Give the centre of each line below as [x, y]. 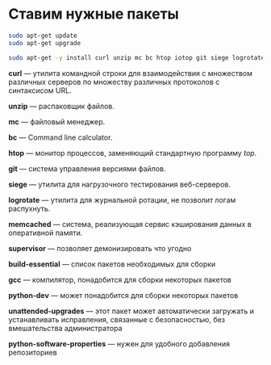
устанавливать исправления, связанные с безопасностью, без [117, 319]
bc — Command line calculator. [60, 137]
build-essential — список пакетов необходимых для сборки [112, 264]
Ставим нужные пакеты [94, 14]
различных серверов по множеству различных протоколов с [114, 82]
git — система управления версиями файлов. [87, 168]
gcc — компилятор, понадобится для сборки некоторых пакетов [120, 279]
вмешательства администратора [65, 328]
